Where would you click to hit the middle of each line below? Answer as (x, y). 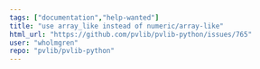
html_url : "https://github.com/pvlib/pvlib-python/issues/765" (131, 34)
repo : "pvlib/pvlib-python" (62, 51)
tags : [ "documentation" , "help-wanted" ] (84, 17)
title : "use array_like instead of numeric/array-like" (116, 26)
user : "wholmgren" (44, 43)
